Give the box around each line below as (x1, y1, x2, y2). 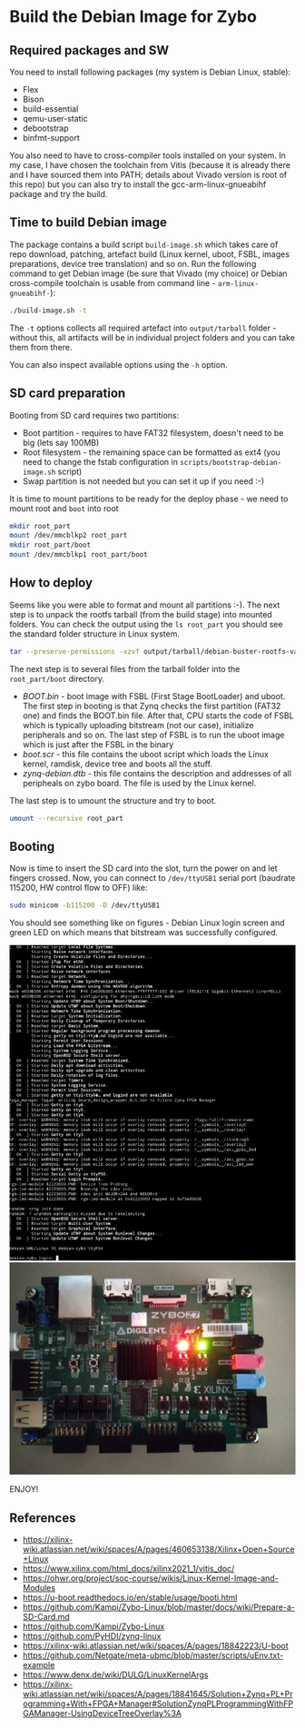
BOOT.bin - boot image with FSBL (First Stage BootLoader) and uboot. (22, 690, 286, 701)
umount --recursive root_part (9, 814, 124, 823)
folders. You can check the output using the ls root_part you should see (9, 618, 283, 629)
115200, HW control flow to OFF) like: (9, 883, 148, 894)
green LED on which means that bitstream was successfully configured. (9, 927, 279, 938)
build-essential (22, 104, 79, 114)
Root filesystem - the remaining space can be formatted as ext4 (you (22, 447, 281, 458)
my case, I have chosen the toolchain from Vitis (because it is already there (9, 160, 290, 170)
